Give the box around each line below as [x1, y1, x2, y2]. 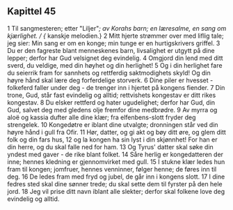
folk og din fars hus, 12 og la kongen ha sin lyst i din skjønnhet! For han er [7, 135, 218, 144]
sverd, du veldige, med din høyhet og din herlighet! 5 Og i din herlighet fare [7, 61, 223, 69]
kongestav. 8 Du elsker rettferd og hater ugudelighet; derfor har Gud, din [7, 98, 216, 107]
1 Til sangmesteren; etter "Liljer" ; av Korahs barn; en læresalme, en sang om [7, 24, 227, 32]
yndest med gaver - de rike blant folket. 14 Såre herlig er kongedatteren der [7, 150, 224, 158]
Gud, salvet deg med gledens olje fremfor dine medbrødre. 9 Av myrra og [7, 105, 218, 114]
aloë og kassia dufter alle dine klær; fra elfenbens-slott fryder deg [7, 113, 196, 121]
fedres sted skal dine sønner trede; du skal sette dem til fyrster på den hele [7, 179, 223, 188]
